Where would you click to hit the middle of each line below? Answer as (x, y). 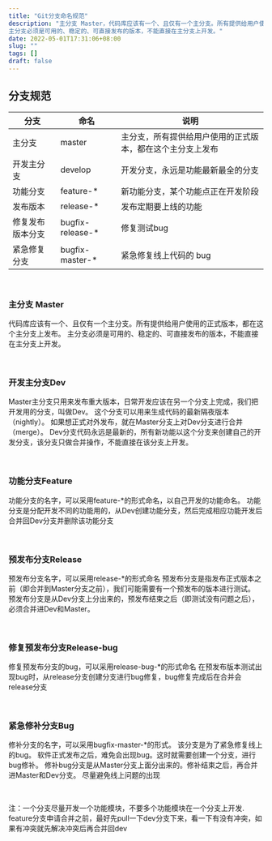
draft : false (30, 62)
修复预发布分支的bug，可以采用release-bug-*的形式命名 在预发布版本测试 (132, 667)
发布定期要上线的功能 (161, 206)
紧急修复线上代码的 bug (166, 255)
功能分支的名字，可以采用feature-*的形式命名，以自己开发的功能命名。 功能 (135, 500)
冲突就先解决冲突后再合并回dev (75, 829)
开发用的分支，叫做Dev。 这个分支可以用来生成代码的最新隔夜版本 (119, 412)
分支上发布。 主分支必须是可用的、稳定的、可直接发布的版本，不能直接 (140, 333)
